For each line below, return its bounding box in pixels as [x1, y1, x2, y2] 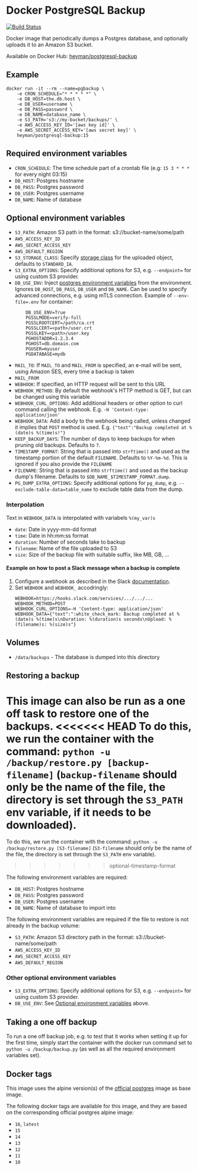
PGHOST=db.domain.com [25, 341, 79, 347]
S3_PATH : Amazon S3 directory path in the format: [14, 934, 135, 941]
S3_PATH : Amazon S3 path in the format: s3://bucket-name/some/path [14, 229, 185, 236]
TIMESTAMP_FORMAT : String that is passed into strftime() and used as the [14, 448, 190, 455]
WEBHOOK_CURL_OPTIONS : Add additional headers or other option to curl [14, 399, 183, 407]
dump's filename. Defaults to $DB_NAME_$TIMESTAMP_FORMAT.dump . [14, 473, 171, 480]
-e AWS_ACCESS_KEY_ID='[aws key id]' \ [17, 122, 116, 128]
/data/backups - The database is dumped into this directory [14, 653, 160, 660]
